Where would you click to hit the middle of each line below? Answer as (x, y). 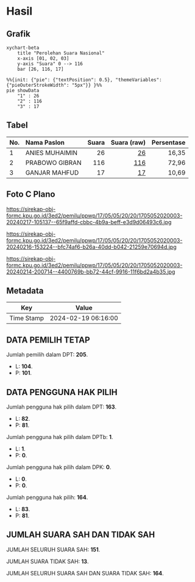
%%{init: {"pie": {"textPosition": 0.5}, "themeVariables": (84, 80)
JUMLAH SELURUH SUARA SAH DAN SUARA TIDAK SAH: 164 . (85, 573)
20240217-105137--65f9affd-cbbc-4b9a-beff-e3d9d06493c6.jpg (89, 222)
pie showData (23, 90)
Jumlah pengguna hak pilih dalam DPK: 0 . (59, 467)
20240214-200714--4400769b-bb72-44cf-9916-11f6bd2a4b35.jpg (91, 271)
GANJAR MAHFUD (52, 172)
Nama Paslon (45, 142)
